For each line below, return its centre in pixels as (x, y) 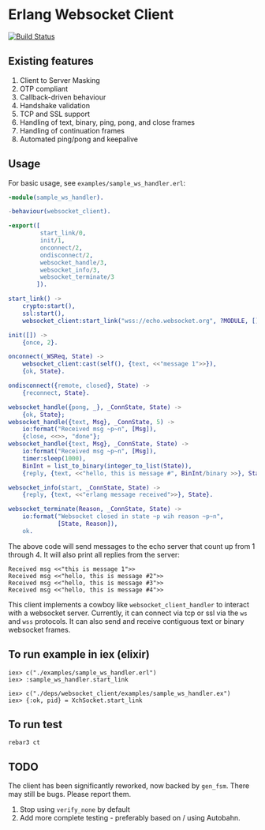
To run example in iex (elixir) (79, 654)
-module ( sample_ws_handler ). (56, 197)
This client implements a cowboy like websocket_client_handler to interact (129, 604)
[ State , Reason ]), (88, 524)
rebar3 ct (24, 743)
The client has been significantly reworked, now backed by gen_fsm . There (129, 786)
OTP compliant (44, 88)
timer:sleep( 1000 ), (54, 458)
